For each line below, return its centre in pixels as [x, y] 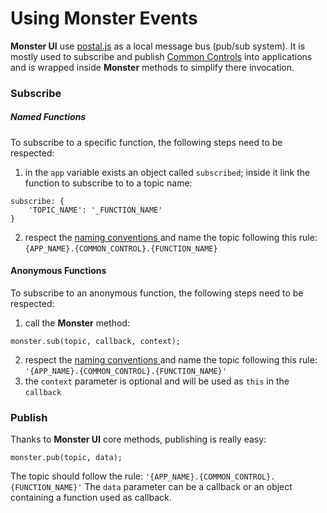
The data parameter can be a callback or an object [188, 487]
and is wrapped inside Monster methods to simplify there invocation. [152, 67]
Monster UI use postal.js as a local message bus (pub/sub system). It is [158, 46]
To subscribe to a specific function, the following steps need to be [146, 142]
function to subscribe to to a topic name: [108, 183]
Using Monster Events [104, 18]
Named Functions [48, 117]
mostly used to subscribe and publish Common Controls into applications [161, 56]
